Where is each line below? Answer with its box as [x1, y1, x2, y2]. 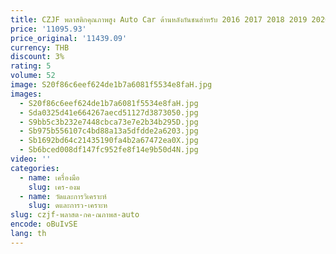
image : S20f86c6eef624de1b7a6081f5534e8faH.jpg [10, 80, 213, 90]
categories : [10, 163, 60, 173]
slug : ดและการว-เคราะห [28, 201, 108, 211]
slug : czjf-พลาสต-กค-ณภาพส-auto [10, 210, 140, 220]
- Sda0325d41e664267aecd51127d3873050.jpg [19, 107, 199, 118]
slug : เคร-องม [28, 182, 81, 192]
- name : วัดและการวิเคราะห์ [19, 191, 107, 201]
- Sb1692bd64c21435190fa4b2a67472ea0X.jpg [19, 136, 199, 146]
